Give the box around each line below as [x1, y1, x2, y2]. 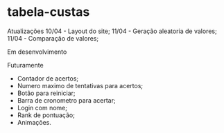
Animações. [17, 118, 52, 126]
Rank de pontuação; [17, 111, 75, 119]
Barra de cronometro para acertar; [17, 96, 116, 104]
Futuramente [7, 61, 44, 69]
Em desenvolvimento [7, 48, 67, 56]
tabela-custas [7, 4, 90, 20]
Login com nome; [17, 103, 68, 112]
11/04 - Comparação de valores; [7, 34, 99, 42]
